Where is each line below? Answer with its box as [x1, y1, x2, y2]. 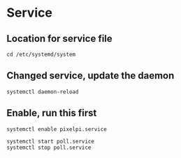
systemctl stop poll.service [6, 144, 92, 151]
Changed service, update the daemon [6, 70, 175, 81]
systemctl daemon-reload [6, 88, 79, 95]
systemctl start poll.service [6, 138, 95, 145]
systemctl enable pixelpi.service [6, 125, 108, 133]
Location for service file [6, 33, 113, 45]
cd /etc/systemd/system [6, 51, 76, 58]
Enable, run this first [6, 107, 97, 119]
